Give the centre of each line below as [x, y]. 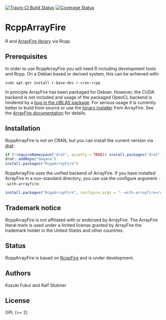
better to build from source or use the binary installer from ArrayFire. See [80, 107]
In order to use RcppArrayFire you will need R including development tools [81, 69]
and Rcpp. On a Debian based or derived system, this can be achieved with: [82, 73]
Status [16, 246]
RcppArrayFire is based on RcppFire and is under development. [70, 258]
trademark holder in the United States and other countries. [65, 230]
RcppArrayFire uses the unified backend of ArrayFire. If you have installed [80, 173]
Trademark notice [33, 208]
